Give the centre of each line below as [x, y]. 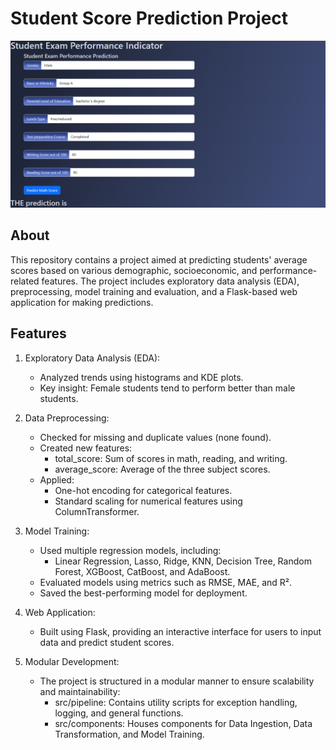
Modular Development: [72, 661]
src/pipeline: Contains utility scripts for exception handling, [176, 702]
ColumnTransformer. [97, 511]
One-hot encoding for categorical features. [143, 490]
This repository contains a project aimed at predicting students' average [159, 259]
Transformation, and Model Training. [129, 734]
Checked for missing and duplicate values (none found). [155, 437]
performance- [288, 270]
